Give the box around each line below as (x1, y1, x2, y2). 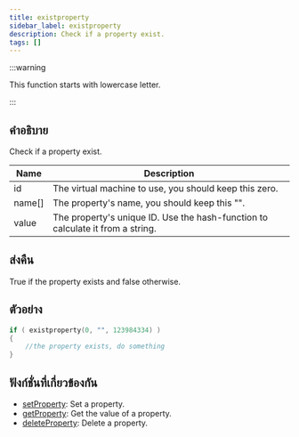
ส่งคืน (9, 253, 34, 268)
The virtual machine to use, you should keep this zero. (53, 182, 279, 195)
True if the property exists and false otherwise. (9, 276, 181, 287)
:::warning (9, 62, 46, 73)
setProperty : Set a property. (21, 399, 125, 409)
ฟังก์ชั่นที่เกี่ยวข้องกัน (9, 375, 98, 390)
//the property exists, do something (25, 342, 166, 352)
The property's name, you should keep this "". (53, 197, 246, 209)
